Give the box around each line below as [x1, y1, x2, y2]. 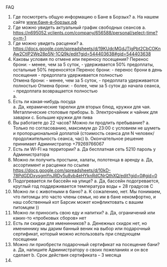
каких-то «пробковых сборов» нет [12, 215, 86, 221]
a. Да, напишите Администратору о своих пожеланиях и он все [12, 247, 149, 253]
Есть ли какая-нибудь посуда [12, 99, 76, 104]
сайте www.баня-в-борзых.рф [12, 19, 78, 25]
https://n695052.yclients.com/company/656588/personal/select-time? [12, 30, 158, 35]
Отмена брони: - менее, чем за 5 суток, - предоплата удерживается [12, 77, 159, 83]
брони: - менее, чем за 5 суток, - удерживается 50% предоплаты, [12, 62, 155, 67]
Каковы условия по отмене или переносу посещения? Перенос [12, 56, 149, 62]
